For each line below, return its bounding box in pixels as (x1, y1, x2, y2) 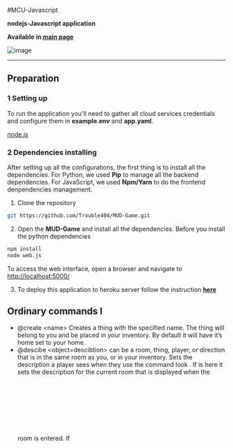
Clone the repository (17, 198, 76, 207)
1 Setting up (7, 94, 48, 103)
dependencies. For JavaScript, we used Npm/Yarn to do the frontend (7, 178, 206, 186)
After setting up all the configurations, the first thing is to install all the (7, 163, 206, 171)
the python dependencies (17, 232, 92, 240)
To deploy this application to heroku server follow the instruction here (17, 285, 217, 293)
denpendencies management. (7, 185, 93, 193)
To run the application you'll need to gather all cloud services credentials (7, 109, 215, 117)
